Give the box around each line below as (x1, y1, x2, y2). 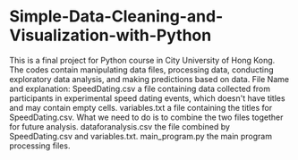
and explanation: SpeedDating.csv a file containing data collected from (9, 83, 271, 94)
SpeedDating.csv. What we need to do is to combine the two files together (9, 112, 284, 122)
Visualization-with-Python (9, 25, 212, 46)
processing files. (9, 140, 71, 151)
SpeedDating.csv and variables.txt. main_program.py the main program (9, 131, 273, 141)
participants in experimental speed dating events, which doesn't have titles (9, 92, 285, 104)
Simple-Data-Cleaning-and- (9, 6, 224, 27)
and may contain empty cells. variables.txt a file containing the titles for (9, 102, 273, 113)
